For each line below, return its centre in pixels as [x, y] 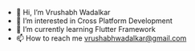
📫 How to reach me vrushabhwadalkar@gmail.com [101, 38]
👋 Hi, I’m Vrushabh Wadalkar [63, 12]
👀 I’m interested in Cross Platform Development [94, 21]
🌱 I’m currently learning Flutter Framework [86, 29]
